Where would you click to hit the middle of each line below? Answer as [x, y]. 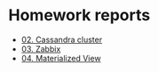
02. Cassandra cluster [62, 40]
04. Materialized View [61, 58]
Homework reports [79, 15]
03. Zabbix [41, 48]
